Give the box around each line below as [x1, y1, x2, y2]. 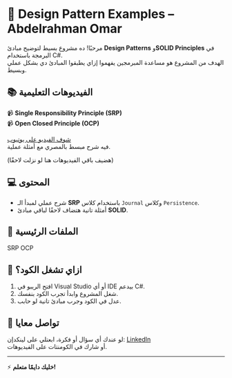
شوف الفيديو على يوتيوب [7, 135, 71, 143]
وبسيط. [7, 66, 27, 74]
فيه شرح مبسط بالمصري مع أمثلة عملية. [7, 142, 110, 150]
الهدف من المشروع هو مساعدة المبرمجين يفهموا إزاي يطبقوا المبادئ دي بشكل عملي [7, 58, 224, 66]
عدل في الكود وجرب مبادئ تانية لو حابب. [17, 297, 122, 306]
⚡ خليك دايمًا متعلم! [7, 363, 57, 371]
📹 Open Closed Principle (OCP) [7, 119, 100, 127]
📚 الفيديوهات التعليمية [7, 86, 93, 99]
